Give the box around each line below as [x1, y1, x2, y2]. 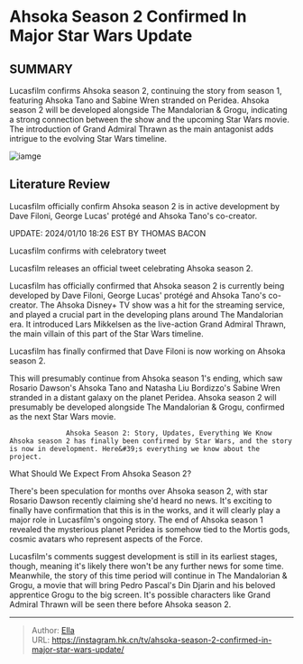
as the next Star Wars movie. [9, 410, 116, 421]
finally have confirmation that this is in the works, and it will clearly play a [9, 504, 281, 515]
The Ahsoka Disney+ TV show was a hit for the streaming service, [40, 300, 286, 310]
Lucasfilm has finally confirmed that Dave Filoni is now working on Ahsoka [9, 346, 286, 356]
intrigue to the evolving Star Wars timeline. [9, 134, 168, 143]
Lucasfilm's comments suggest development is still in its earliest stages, [9, 550, 278, 561]
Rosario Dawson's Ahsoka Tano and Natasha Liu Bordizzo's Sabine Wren [9, 382, 281, 393]
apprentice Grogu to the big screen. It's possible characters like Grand [9, 589, 271, 600]
